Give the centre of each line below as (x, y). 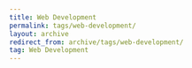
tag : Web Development (49, 50)
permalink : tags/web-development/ (73, 26)
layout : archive (39, 34)
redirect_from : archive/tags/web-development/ (96, 42)
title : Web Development (53, 17)
